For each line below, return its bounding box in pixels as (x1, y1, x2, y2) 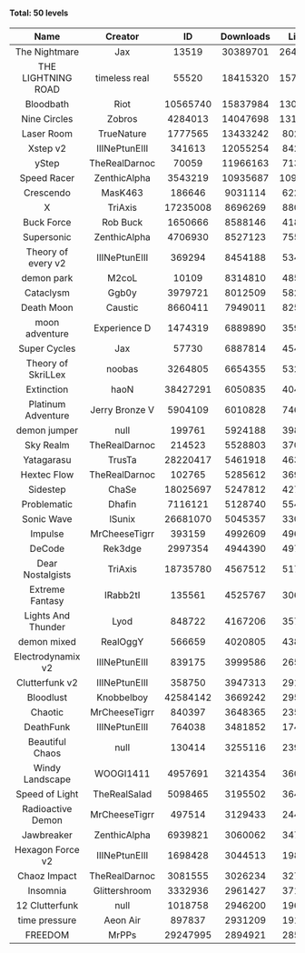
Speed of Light (15, 787, 79, 800)
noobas (105, 363, 139, 376)
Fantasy (30, 595, 64, 607)
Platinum (28, 398, 66, 411)
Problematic (21, 498, 74, 511)
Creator (105, 30, 140, 43)
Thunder (28, 621, 66, 634)
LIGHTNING (22, 72, 73, 85)
